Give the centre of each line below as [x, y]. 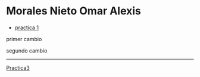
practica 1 [27, 27]
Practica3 [18, 67]
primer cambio [24, 39]
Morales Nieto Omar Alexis [74, 11]
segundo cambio [27, 50]
